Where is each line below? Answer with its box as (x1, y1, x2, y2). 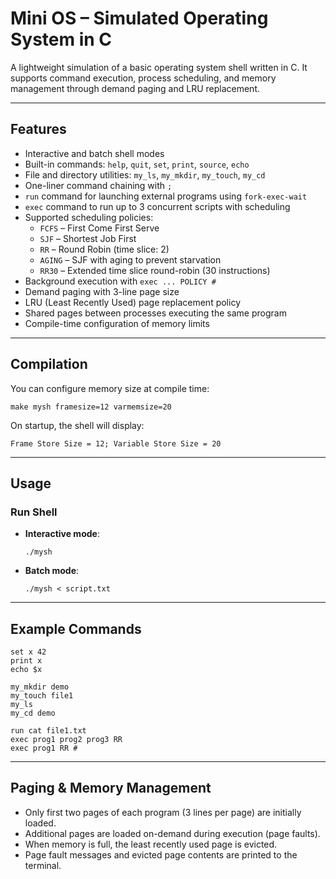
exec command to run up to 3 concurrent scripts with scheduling (24, 200, 291, 212)
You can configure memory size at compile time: (10, 382, 210, 394)
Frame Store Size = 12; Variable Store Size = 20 (10, 438, 222, 449)
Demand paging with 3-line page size (24, 285, 180, 297)
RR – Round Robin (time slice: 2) (39, 243, 170, 255)
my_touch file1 (10, 691, 74, 701)
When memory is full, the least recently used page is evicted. (24, 838, 278, 850)
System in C (10, 28, 113, 51)
